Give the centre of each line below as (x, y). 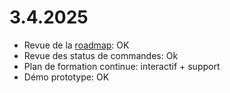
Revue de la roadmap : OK (76, 45)
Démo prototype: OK (66, 77)
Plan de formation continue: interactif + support (122, 66)
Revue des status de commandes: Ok (101, 55)
